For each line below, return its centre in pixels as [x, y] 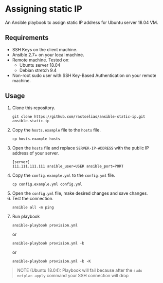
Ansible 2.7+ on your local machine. [48, 55]
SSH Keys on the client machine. [45, 49]
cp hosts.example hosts [36, 139]
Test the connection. [33, 198]
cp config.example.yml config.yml [47, 184]
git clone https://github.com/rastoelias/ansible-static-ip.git [79, 116]
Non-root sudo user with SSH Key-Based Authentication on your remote [84, 75]
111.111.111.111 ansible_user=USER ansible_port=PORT [68, 166]
